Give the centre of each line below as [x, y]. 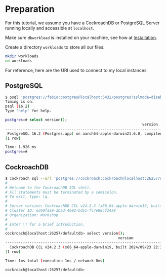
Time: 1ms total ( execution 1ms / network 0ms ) [55, 261]
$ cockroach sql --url [28, 178]
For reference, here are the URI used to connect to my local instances [76, 70]
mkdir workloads [22, 56]
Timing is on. [20, 102]
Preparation [30, 9]
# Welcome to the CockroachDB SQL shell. [48, 188]
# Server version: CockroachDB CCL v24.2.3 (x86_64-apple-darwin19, [77, 206]
